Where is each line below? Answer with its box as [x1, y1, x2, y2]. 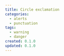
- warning [9, 30, 29, 35]
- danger [9, 35, 27, 39]
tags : [5, 25, 16, 30]
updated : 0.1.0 [5, 43, 36, 48]
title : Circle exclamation [5, 7, 60, 12]
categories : [5, 12, 29, 17]
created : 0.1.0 [5, 39, 36, 44]
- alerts [9, 16, 27, 21]
